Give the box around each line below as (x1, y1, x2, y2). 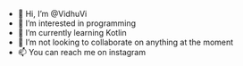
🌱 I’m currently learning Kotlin (17, 28, 127, 37)
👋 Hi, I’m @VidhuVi (17, 9, 88, 19)
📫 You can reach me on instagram (17, 47, 146, 57)
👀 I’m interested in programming (17, 18, 137, 29)
